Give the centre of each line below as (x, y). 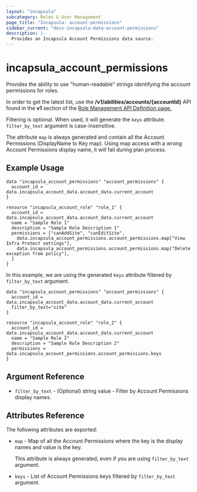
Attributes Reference (45, 415)
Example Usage (35, 168)
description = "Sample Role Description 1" (65, 228)
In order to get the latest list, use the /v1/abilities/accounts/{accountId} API (98, 102)
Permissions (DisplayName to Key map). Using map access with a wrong (94, 143)
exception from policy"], (38, 253)
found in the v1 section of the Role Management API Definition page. (89, 108)
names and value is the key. (48, 447)
